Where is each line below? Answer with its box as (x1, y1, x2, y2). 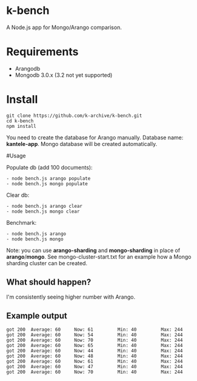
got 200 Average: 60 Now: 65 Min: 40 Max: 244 (6, 343, 183, 349)
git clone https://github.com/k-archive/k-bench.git (6, 113, 142, 119)
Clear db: (6, 191, 30, 199)
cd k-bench (6, 118, 34, 124)
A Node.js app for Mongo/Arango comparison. (6, 24, 122, 31)
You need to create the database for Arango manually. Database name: (6, 134, 184, 141)
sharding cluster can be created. (6, 259, 88, 267)
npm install (6, 123, 36, 129)
